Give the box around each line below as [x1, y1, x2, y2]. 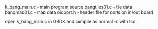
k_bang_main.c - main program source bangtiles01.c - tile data [5, 4, 132, 10]
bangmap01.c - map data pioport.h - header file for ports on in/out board [5, 9, 153, 15]
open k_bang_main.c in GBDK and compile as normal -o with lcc [5, 19, 136, 24]
